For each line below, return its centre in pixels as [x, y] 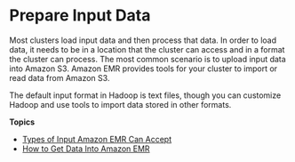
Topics [22, 122]
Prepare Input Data [80, 16]
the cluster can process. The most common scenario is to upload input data [147, 59]
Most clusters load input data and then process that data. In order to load [143, 40]
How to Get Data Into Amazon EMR [86, 149]
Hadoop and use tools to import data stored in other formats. [120, 104]
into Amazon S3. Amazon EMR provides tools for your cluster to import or [144, 69]
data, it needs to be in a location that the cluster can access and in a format [147, 49]
